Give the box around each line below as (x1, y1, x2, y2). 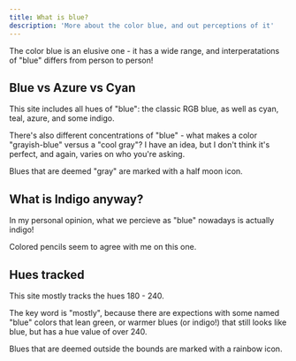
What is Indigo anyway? (9, 192, 144, 207)
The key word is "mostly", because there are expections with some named (9, 307, 280, 318)
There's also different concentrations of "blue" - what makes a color (9, 130, 258, 141)
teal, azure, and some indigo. (9, 113, 115, 124)
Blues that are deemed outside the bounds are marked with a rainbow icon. (9, 343, 283, 354)
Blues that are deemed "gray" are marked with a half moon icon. (9, 166, 243, 177)
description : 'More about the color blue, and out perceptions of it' (9, 21, 275, 30)
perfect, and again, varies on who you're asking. (9, 149, 186, 160)
